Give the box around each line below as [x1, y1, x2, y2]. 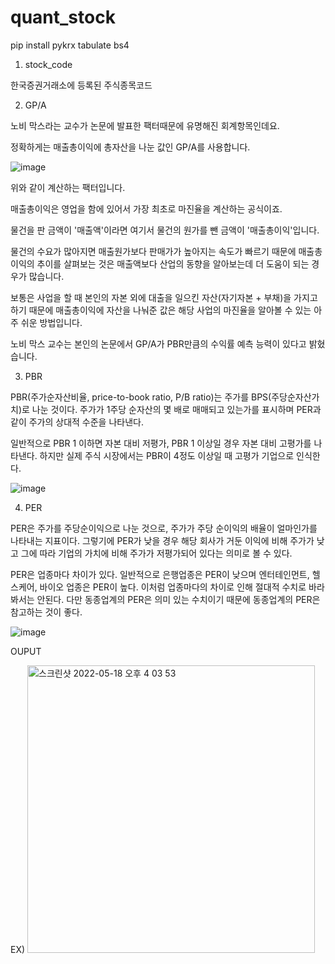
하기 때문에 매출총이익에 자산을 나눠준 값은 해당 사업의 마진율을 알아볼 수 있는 [10, 304, 312, 316]
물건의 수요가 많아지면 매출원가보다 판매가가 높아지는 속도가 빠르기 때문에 [10, 245, 297, 257]
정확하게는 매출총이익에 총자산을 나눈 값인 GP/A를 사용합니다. [10, 141, 251, 153]
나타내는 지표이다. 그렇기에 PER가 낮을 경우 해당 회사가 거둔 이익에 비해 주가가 [10, 534, 315, 546]
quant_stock [10, 6, 116, 29]
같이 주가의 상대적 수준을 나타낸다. [10, 416, 144, 428]
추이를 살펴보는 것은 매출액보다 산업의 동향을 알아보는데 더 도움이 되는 [36, 257, 310, 270]
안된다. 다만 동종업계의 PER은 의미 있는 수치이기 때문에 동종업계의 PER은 [36, 593, 321, 605]
